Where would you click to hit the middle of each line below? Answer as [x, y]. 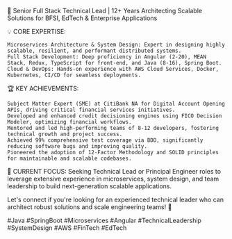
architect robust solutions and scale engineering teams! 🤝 [90, 207]
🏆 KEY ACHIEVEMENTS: [43, 88]
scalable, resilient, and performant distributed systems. [94, 51]
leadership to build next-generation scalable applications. [90, 186]
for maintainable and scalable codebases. [69, 158]
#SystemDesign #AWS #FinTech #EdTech [67, 228]
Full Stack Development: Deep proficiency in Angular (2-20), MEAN [107, 57]
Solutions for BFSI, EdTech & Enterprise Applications [82, 18]
